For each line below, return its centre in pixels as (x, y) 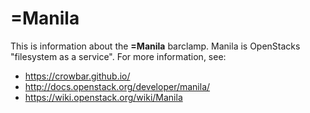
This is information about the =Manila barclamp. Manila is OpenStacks (155, 46)
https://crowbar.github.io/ (77, 76)
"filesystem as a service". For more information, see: (118, 56)
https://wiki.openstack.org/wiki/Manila (103, 97)
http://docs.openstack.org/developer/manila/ (117, 86)
